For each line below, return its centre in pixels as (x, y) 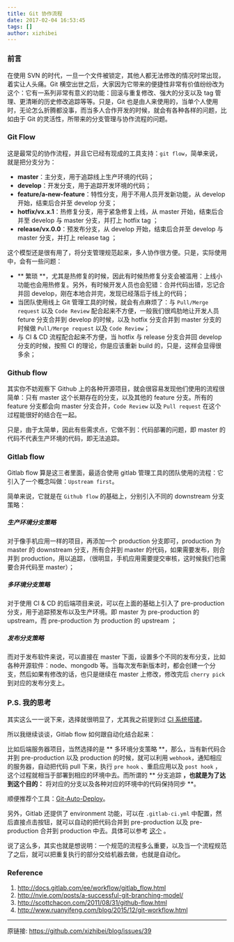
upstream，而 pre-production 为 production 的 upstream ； (92, 621)
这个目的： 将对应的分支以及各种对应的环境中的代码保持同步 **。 (106, 783)
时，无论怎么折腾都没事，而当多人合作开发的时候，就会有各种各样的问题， (114, 110)
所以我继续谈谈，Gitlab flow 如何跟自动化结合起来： (81, 734)
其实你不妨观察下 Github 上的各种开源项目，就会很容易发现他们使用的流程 (113, 389)
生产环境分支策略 (32, 522)
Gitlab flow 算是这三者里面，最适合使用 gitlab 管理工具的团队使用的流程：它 (116, 473)
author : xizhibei (32, 33)
